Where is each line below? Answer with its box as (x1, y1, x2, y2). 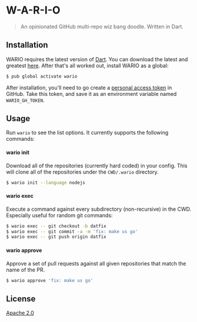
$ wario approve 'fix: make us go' (6, 277, 94, 283)
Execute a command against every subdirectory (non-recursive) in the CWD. (6, 205, 192, 213)
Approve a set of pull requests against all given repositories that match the (6, 260, 186, 267)
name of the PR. (6, 266, 45, 273)
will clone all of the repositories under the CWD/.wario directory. (6, 168, 159, 175)
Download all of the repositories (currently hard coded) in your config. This (6, 162, 188, 169)
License (6, 294, 36, 304)
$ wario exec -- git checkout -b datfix (6, 223, 107, 229)
